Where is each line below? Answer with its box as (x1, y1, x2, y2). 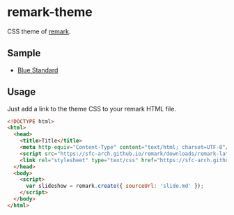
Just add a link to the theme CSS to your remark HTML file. (7, 104, 176, 113)
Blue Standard (17, 65, 58, 74)
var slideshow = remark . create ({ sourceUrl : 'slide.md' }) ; (25, 182, 204, 190)
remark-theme (7, 4, 93, 20)
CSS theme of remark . (7, 27, 71, 35)
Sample (7, 47, 41, 59)
